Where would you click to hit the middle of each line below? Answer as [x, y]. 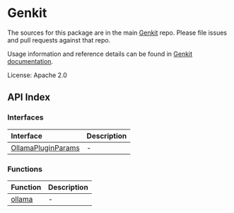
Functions [25, 169]
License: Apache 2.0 [37, 75]
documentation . [30, 61]
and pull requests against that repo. [59, 40]
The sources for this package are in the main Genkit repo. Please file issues [117, 33]
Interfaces [25, 117]
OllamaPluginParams [45, 148]
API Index [29, 97]
